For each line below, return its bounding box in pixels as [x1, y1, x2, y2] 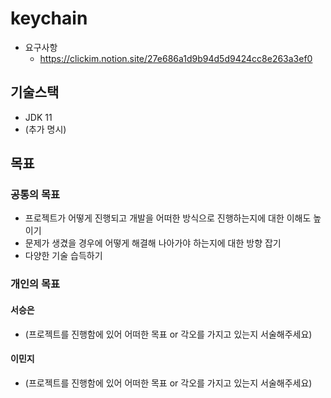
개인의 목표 [10, 277, 61, 291]
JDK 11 [24, 111, 53, 123]
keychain [10, 7, 88, 30]
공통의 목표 [10, 188, 61, 202]
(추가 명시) [24, 123, 67, 135]
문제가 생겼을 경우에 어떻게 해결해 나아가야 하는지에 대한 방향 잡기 [24, 237, 282, 249]
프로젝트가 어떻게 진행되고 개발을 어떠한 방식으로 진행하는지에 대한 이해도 [24, 212, 312, 224]
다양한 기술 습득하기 [24, 250, 103, 262]
